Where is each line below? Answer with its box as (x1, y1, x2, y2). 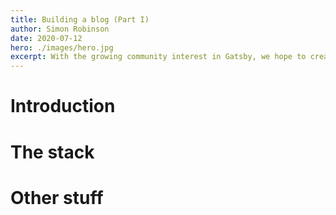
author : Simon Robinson (10, 24, 110, 34)
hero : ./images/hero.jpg (10, 42, 114, 53)
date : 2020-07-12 (10, 33, 83, 43)
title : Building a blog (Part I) (10, 14, 150, 25)
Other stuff (10, 186, 104, 209)
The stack (10, 141, 95, 163)
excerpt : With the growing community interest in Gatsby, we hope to (10, 52, 307, 62)
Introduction (10, 95, 116, 118)
